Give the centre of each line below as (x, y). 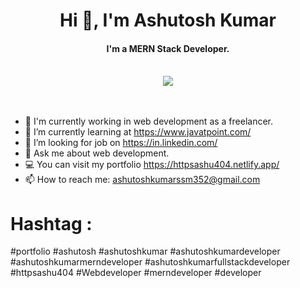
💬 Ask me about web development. (97, 153)
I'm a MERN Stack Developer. (168, 48)
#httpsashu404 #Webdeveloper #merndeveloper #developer (136, 273)
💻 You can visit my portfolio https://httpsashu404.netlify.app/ (152, 165)
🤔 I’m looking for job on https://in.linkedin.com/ (121, 143)
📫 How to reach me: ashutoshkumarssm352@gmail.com (142, 180)
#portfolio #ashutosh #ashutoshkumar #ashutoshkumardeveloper (145, 251)
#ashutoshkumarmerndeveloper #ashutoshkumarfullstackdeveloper (150, 262)
